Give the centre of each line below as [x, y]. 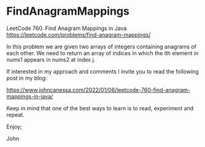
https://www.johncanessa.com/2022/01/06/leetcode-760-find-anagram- [98, 89]
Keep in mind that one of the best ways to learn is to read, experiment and [100, 108]
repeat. [15, 115]
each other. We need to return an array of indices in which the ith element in [102, 53]
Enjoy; [14, 126]
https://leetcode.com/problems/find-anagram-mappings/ [79, 34]
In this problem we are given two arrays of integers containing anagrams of [101, 47]
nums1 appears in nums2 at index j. [51, 59]
